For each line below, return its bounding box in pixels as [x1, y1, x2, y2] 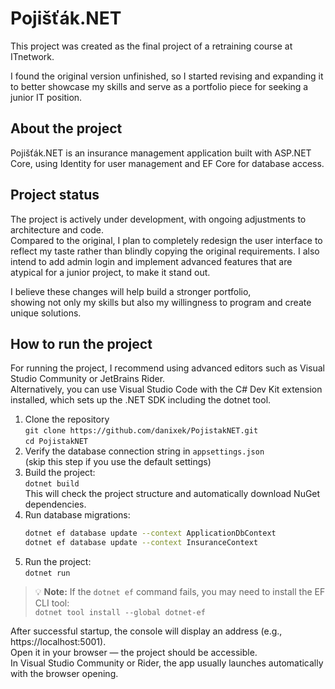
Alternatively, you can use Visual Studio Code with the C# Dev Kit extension [10, 383, 323, 396]
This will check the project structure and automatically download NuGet [24, 488, 321, 500]
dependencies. [24, 498, 87, 511]
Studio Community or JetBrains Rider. [10, 373, 166, 385]
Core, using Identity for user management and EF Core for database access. [10, 157, 325, 169]
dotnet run [24, 568, 71, 579]
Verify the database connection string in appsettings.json [24, 445, 265, 457]
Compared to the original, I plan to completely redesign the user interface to [10, 234, 323, 246]
